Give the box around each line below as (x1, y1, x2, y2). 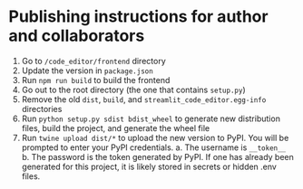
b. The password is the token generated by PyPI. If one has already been (21, 151, 294, 162)
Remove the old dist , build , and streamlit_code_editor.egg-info (21, 93, 267, 105)
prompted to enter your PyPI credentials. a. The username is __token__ (21, 142, 287, 153)
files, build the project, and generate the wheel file (21, 122, 210, 133)
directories (21, 103, 63, 114)
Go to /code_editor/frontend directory (21, 55, 166, 66)
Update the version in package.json (21, 65, 153, 76)
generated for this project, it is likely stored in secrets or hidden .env (21, 161, 278, 172)
